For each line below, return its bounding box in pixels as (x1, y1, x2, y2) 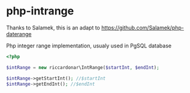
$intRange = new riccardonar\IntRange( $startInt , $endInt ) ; (6, 64, 160, 70)
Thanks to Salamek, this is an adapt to (6, 24, 100, 31)
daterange (6, 30, 32, 37)
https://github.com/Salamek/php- (101, 24, 184, 31)
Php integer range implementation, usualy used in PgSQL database (6, 42, 172, 49)
